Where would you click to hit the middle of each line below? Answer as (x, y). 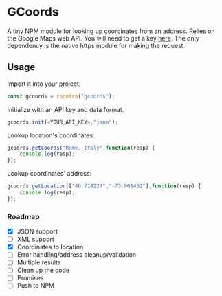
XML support (36, 239)
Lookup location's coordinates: (51, 135)
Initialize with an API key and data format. (66, 109)
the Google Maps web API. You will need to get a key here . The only (103, 38)
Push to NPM (36, 286)
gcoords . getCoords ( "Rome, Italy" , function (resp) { (81, 148)
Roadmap (23, 216)
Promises (30, 278)
